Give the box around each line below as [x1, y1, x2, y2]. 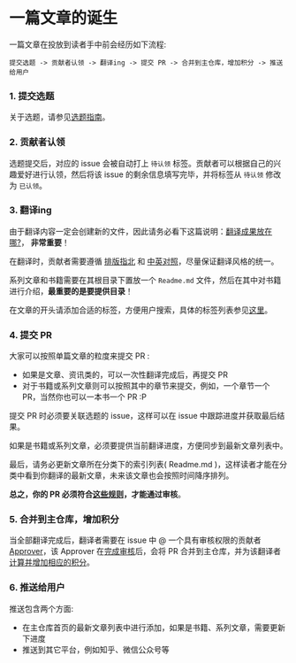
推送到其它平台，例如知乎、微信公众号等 [21, 644, 170, 655]
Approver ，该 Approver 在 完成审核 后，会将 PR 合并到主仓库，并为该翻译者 [9, 546, 281, 557]
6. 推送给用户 [9, 582, 65, 594]
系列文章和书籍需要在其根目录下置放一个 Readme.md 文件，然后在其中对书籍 [9, 274, 282, 285]
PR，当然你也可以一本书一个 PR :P [21, 391, 148, 403]
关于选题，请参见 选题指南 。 [9, 112, 110, 122]
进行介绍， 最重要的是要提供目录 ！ [9, 285, 133, 297]
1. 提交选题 [9, 89, 55, 102]
